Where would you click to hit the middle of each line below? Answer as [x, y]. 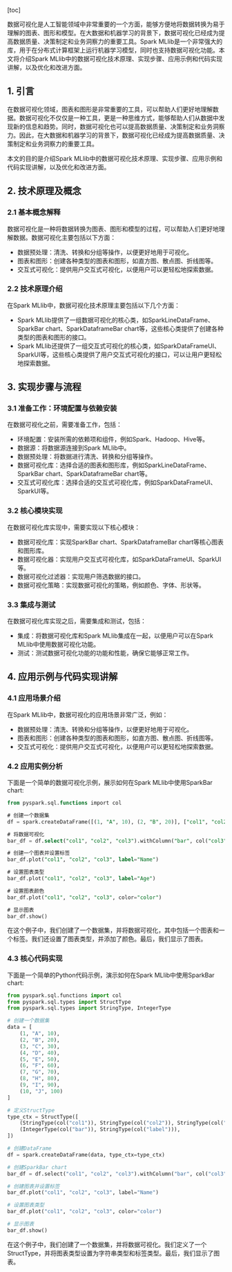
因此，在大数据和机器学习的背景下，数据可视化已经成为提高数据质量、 [119, 135]
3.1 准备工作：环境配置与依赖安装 [62, 408]
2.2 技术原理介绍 [35, 289]
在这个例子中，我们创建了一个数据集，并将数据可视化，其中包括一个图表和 [113, 930]
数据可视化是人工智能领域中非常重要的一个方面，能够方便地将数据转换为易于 [116, 24]
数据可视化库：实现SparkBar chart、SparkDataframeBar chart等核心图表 [120, 542]
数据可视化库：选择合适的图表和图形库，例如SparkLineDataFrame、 [114, 465]
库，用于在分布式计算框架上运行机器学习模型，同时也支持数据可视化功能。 [113, 50]
